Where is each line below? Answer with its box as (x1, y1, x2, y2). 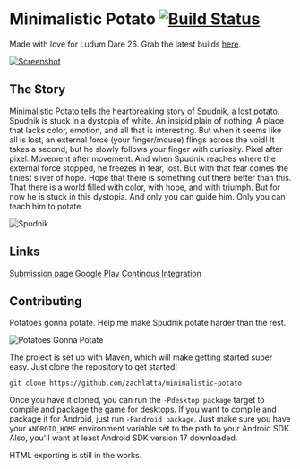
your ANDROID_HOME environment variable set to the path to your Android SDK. (9, 423, 292, 434)
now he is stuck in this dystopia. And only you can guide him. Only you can (9, 191, 286, 201)
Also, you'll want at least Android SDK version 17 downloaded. (9, 432, 238, 443)
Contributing (9, 294, 82, 309)
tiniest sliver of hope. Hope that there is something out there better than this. (9, 172, 292, 183)
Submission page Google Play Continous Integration (9, 268, 201, 278)
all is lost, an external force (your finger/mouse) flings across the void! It (9, 134, 275, 145)
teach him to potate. (9, 200, 83, 211)
